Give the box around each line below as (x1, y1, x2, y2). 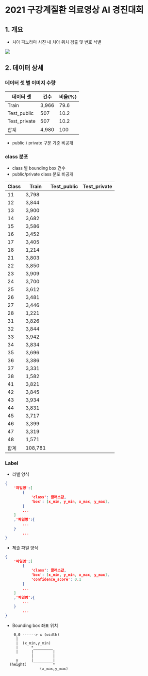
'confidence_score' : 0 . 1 (31, 577, 82, 582)
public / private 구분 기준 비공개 (12, 139, 74, 146)
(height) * (9, 662, 55, 667)
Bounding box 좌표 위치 (12, 623, 58, 628)
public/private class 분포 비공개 (12, 171, 74, 177)
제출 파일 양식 (12, 545, 38, 551)
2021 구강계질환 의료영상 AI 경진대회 (5, 4, 144, 16)
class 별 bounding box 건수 (12, 165, 66, 171)
